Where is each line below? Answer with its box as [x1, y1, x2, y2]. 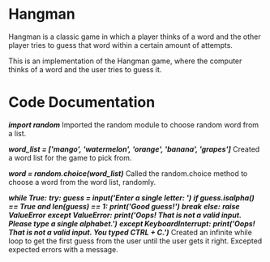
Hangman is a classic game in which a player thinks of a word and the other [8, 32, 261, 41]
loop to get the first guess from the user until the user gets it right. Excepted [8, 236, 263, 246]
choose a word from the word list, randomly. [8, 177, 156, 187]
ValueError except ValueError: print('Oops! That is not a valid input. [8, 210, 242, 220]
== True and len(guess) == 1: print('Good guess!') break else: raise [8, 201, 241, 211]
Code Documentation [8, 93, 156, 112]
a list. [8, 128, 27, 138]
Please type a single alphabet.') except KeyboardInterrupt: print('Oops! [8, 218, 255, 228]
